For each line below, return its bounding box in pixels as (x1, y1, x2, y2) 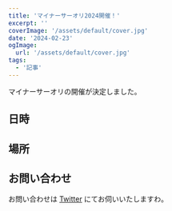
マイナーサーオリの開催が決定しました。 (8, 86, 142, 96)
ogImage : (8, 42, 38, 50)
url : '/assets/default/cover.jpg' (15, 49, 130, 57)
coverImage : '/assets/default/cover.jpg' (8, 26, 149, 34)
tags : (8, 57, 26, 65)
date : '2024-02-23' (8, 34, 74, 42)
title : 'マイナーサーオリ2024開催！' (8, 11, 121, 20)
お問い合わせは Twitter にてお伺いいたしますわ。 (8, 194, 168, 204)
